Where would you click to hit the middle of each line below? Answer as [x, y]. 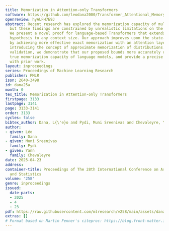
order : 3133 [18, 113]
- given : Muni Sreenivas [31, 141]
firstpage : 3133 [22, 99]
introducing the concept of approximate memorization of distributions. [88, 47]
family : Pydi [23, 146]
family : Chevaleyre [30, 155]
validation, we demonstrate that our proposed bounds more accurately [85, 52]
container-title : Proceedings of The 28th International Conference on [82, 169]
